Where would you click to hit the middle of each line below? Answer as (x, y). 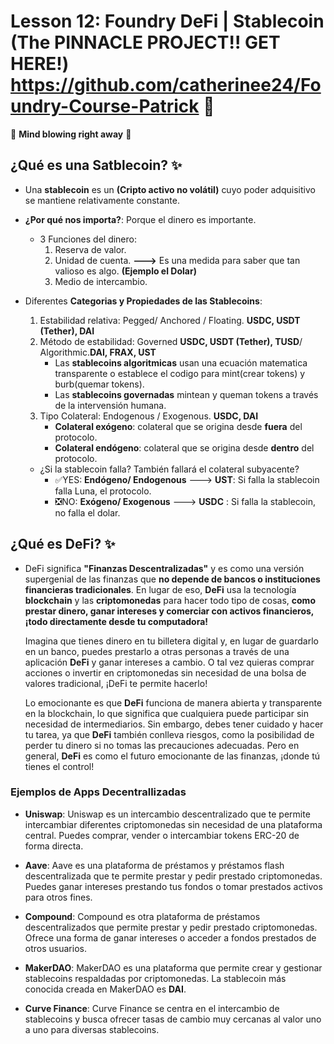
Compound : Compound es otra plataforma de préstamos (142, 916)
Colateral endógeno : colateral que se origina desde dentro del (184, 447)
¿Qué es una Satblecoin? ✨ (96, 165)
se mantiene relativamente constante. (102, 200)
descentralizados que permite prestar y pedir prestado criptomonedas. (171, 927)
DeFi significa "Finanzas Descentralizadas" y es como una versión (164, 568)
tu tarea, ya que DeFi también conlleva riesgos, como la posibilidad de (169, 734)
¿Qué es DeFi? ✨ (63, 544)
